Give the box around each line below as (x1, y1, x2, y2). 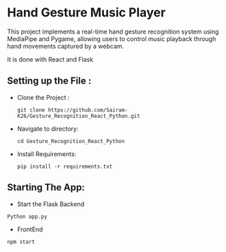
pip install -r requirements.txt (16, 163, 113, 170)
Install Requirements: (16, 149, 77, 158)
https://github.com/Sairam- (47, 106, 128, 114)
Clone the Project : (16, 93, 70, 101)
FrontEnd (16, 225, 43, 234)
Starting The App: (7, 181, 86, 193)
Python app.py (7, 213, 48, 220)
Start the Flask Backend (16, 200, 85, 208)
